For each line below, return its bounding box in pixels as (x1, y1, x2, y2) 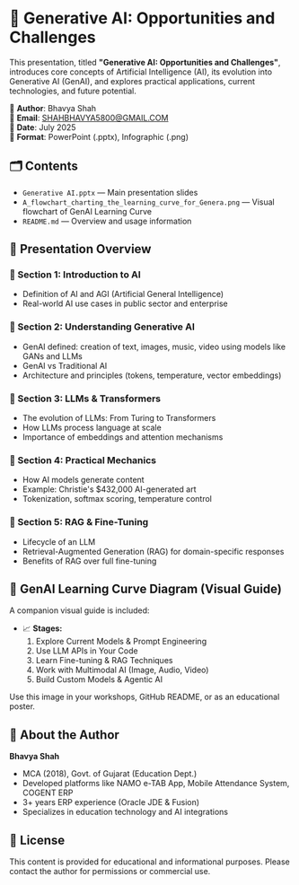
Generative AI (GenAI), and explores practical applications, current (9, 75, 256, 86)
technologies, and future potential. (9, 85, 137, 96)
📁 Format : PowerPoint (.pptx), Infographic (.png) (9, 131, 189, 142)
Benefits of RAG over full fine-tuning (22, 556, 157, 566)
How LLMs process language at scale (22, 422, 162, 434)
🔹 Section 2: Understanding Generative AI (9, 320, 196, 333)
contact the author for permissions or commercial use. (9, 866, 211, 877)
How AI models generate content (22, 475, 145, 486)
